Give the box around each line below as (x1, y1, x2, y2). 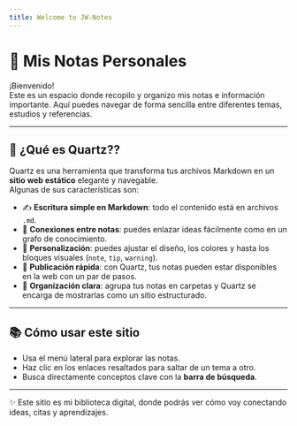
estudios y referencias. (9, 108, 93, 119)
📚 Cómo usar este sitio (9, 324, 140, 340)
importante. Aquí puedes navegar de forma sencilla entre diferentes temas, (9, 99, 283, 110)
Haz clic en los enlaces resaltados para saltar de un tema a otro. (21, 362, 256, 373)
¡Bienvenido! (9, 80, 55, 91)
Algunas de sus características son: (9, 185, 140, 195)
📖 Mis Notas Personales (9, 50, 187, 71)
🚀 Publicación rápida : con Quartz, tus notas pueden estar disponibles (21, 262, 278, 272)
